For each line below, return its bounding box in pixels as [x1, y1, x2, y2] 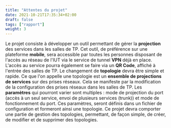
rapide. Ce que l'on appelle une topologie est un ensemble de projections [5, 73, 162, 79]
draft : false [5, 17, 33, 22]
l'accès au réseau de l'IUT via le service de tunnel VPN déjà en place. [5, 57, 153, 63]
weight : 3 [5, 27, 27, 32]
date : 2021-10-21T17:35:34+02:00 [5, 12, 77, 17]
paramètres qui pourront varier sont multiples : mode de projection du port [5, 90, 164, 96]
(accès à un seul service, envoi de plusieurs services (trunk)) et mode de [5, 95, 160, 101]
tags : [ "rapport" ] [5, 22, 45, 27]
